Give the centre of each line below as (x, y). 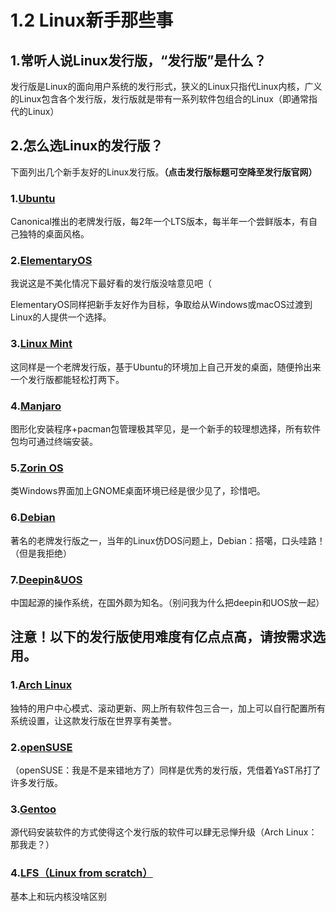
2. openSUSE (41, 747)
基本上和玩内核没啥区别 (58, 897)
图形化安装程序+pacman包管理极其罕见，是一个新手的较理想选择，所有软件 (166, 429)
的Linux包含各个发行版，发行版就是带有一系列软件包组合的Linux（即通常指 (164, 99)
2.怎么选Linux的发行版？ (87, 146)
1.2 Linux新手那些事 (92, 20)
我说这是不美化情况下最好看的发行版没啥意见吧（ (111, 283)
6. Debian (33, 518)
